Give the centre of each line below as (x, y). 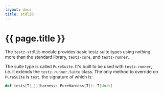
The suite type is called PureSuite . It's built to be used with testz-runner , (79, 67)
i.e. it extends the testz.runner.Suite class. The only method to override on (81, 72)
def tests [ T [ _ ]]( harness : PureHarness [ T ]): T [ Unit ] (59, 86)
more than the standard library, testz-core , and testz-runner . (67, 57)
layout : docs (18, 10)
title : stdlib (20, 14)
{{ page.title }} (35, 38)
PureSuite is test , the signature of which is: (49, 77)
